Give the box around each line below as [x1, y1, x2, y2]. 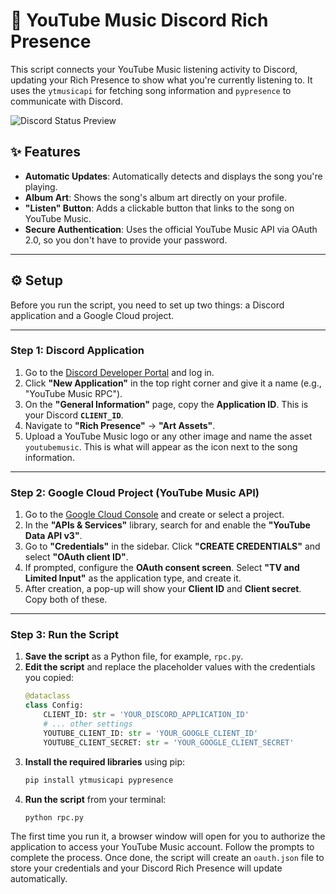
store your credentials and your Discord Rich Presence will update [10, 862, 283, 874]
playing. [24, 180, 58, 193]
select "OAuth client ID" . [24, 551, 129, 563]
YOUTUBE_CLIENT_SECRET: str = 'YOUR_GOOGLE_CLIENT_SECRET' [43, 737, 295, 748]
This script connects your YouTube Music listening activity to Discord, [10, 63, 298, 75]
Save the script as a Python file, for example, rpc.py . [24, 650, 244, 663]
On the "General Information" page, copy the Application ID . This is [24, 398, 309, 410]
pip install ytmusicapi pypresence [24, 775, 174, 785]
